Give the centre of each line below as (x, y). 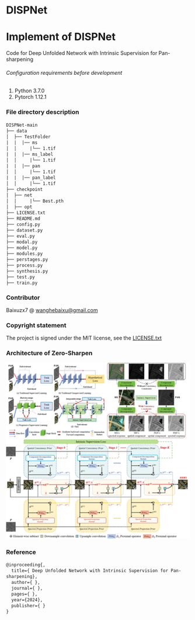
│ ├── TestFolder (28, 137)
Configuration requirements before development (64, 72)
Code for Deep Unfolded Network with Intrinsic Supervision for (82, 53)
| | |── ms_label (30, 154)
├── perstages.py (27, 259)
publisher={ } (28, 606)
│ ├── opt (19, 207)
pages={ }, (25, 594)
